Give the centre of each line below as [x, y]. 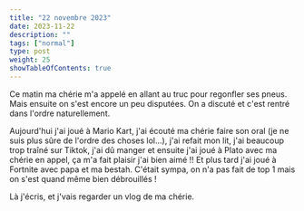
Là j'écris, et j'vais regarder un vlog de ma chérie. [102, 197]
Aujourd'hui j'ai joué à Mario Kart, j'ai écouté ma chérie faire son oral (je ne [149, 130]
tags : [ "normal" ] [42, 43]
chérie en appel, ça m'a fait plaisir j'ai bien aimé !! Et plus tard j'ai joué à [143, 159]
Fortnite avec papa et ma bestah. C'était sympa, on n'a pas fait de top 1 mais [152, 169]
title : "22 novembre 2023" [60, 18]
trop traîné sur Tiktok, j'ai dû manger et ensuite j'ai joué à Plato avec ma [143, 149]
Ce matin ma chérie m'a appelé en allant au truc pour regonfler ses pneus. [148, 94]
